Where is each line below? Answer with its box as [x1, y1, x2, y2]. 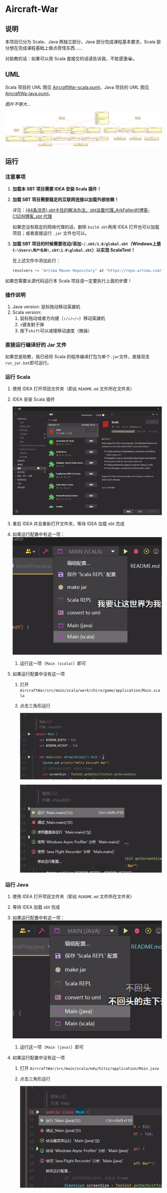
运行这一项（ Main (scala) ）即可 [19, 660, 86, 666]
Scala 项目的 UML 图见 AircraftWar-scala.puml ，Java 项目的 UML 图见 [5, 84, 149, 90]
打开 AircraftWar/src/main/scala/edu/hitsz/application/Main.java [19, 1065, 159, 1071]
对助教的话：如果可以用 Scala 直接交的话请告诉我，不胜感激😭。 [5, 56, 138, 61]
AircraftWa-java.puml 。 [5, 90, 53, 96]
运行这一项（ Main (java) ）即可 [19, 1044, 84, 1050]
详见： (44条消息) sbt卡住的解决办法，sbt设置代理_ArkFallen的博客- [12, 207, 150, 213]
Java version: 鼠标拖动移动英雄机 [12, 303, 81, 310]
